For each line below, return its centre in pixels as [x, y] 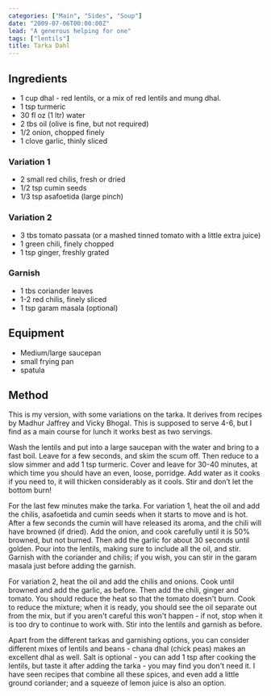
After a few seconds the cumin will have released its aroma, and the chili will [135, 523]
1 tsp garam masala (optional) [69, 308]
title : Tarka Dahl [39, 46]
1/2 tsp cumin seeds [53, 188]
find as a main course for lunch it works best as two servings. [110, 432]
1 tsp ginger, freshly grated [65, 252]
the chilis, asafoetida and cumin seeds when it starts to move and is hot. [128, 514]
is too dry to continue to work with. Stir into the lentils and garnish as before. [135, 625]
